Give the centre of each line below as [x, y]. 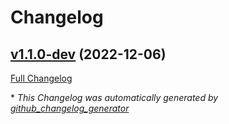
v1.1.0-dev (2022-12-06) [88, 54]
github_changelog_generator [70, 108]
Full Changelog [41, 78]
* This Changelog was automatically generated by [114, 97]
